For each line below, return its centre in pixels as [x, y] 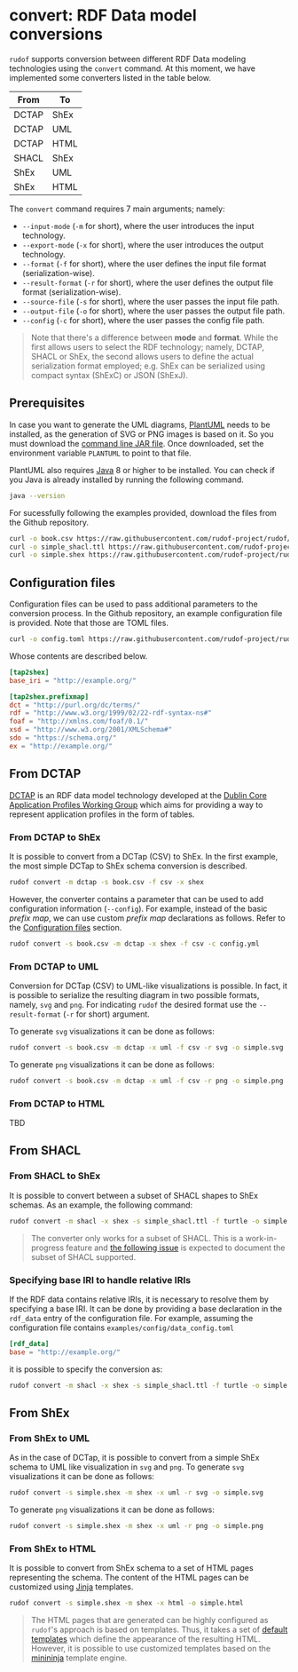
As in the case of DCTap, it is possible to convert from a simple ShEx [134, 1458]
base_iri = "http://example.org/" [73, 680]
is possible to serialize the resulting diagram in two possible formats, [134, 994]
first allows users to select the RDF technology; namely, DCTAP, [147, 346]
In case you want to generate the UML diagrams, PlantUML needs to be [140, 424]
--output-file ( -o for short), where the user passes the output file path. [153, 311]
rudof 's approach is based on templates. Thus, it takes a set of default [159, 1629]
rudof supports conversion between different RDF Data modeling [128, 59]
